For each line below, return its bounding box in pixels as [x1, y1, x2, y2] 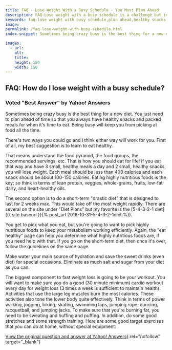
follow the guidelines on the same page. [5, 243, 90, 249]
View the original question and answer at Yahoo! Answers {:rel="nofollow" [5, 333, 160, 339]
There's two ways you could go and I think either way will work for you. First [5, 137, 166, 143]
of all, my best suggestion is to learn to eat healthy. [5, 142, 113, 149]
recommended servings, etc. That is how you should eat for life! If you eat [5, 158, 161, 164]
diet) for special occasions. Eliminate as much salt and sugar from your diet [5, 259, 164, 265]
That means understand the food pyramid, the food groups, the [5, 152, 139, 158]
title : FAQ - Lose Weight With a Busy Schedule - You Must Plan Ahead [5, 7, 159, 13]
